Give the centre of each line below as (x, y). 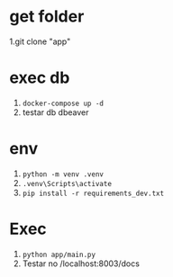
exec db (40, 78)
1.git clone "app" (40, 41)
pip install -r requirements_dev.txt (93, 193)
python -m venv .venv (63, 174)
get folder (47, 17)
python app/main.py (59, 255)
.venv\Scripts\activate (67, 183)
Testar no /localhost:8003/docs (81, 264)
